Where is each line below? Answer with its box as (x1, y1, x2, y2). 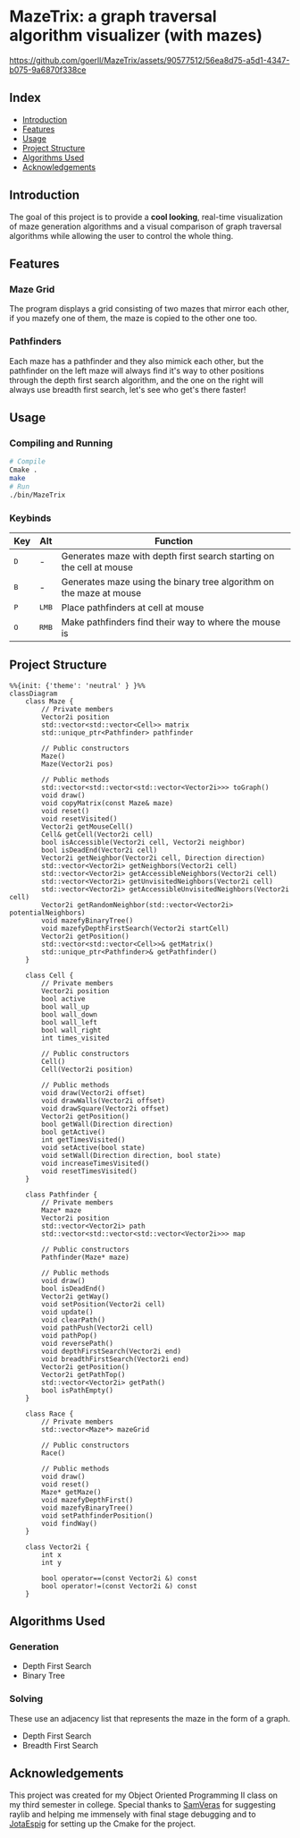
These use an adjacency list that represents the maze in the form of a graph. (9, 1713, 290, 1723)
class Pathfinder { (25, 1190, 98, 1199)
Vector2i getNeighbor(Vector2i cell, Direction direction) (41, 853, 266, 863)
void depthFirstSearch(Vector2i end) (41, 1347, 181, 1356)
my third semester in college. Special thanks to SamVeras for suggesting (9, 1799, 277, 1809)
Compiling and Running (9, 437, 113, 449)
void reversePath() (41, 1339, 114, 1348)
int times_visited (41, 1034, 110, 1042)
